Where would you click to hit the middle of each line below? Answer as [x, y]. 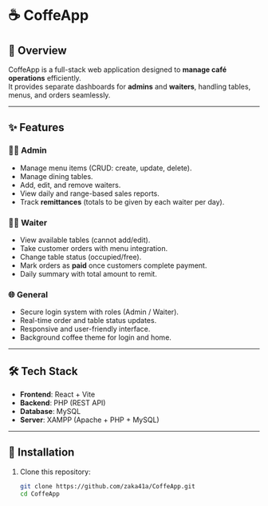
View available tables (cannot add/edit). [85, 240]
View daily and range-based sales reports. [89, 193]
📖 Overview [37, 50]
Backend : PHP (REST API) [63, 403]
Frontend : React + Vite [57, 394]
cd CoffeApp [39, 494]
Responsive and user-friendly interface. [85, 329]
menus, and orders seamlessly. [59, 95]
